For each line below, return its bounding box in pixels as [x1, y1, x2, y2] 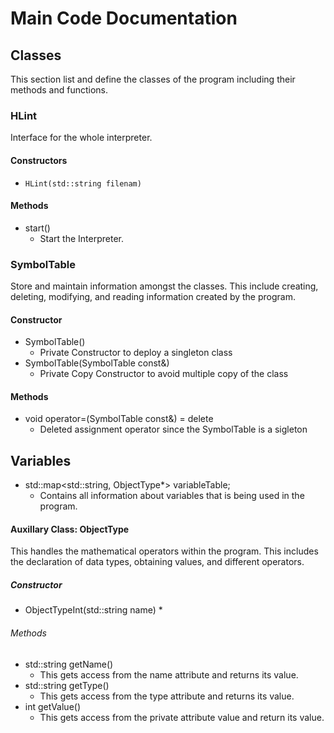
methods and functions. [10, 84, 109, 96]
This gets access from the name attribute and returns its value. [39, 668, 299, 681]
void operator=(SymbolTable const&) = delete [24, 413, 214, 425]
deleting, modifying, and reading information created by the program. [10, 291, 296, 302]
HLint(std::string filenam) [24, 178, 142, 189]
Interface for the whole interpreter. [10, 132, 153, 144]
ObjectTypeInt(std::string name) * [24, 604, 163, 616]
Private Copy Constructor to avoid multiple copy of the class [39, 368, 289, 380]
